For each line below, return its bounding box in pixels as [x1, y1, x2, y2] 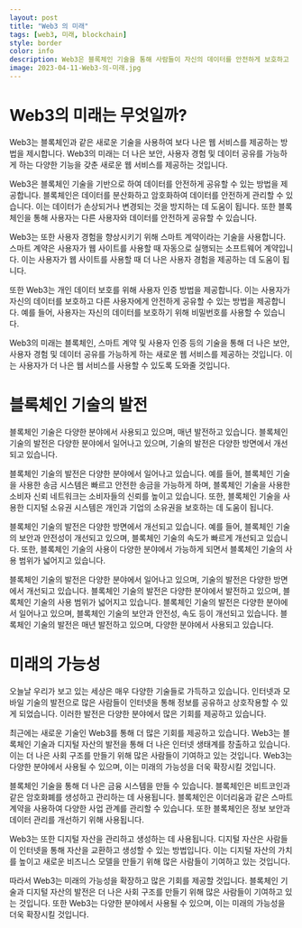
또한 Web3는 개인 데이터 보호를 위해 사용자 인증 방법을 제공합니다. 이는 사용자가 [9, 284, 290, 295]
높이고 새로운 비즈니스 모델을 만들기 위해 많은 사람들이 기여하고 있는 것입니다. [18, 856, 291, 867]
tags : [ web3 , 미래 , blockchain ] [9, 30, 128, 39]
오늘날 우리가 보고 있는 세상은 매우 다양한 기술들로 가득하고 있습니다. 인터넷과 [9, 685, 281, 696]
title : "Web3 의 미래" [9, 22, 89, 31]
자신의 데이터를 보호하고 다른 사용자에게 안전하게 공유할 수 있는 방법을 [9, 295, 255, 307]
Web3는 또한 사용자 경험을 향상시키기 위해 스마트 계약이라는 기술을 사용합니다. [9, 231, 287, 242]
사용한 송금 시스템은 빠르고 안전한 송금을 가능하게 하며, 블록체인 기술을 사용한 [18, 479, 291, 490]
